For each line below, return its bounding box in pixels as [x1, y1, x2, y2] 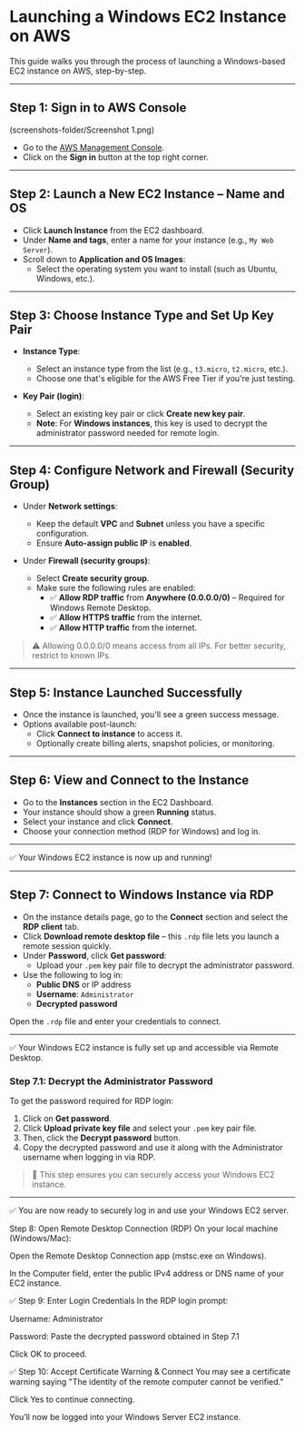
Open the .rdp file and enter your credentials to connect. [9, 1015, 221, 1027]
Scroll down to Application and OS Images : [22, 253, 186, 264]
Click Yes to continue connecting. [9, 1394, 135, 1405]
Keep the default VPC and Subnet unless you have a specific [35, 518, 266, 529]
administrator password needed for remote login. [35, 428, 220, 439]
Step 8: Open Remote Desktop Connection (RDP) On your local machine [9, 1223, 279, 1234]
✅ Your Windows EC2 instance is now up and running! [9, 852, 212, 863]
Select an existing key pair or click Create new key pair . [35, 409, 246, 419]
